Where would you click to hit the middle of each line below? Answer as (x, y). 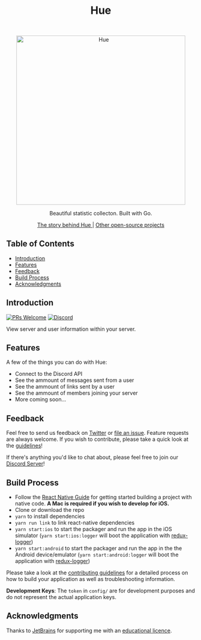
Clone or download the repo (49, 510)
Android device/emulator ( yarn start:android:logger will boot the (97, 555)
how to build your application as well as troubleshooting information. (91, 579)
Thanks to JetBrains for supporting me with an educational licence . (89, 630)
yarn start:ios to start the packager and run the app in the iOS (93, 529)
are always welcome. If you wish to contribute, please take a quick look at (97, 439)
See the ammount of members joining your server (76, 393)
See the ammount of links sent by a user (65, 387)
